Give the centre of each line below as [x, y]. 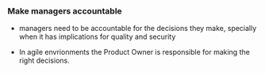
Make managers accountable [65, 11]
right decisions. [44, 60]
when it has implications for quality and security [97, 36]
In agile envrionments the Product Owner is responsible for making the [134, 52]
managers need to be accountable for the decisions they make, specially [138, 29]
